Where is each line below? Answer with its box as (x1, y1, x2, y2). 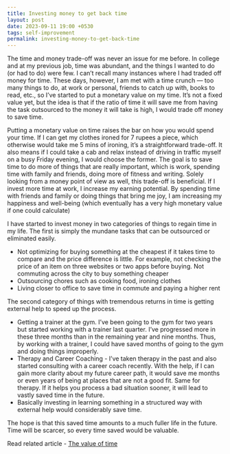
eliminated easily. (7, 234, 56, 242)
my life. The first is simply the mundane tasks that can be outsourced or (7, 227, 211, 236)
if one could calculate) (7, 207, 71, 215)
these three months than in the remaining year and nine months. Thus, (16, 332, 216, 341)
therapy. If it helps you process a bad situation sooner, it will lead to (16, 384, 208, 392)
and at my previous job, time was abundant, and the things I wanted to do (7, 62, 215, 70)
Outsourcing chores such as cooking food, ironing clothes (16, 277, 182, 285)
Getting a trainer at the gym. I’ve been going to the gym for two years (16, 318, 214, 326)
